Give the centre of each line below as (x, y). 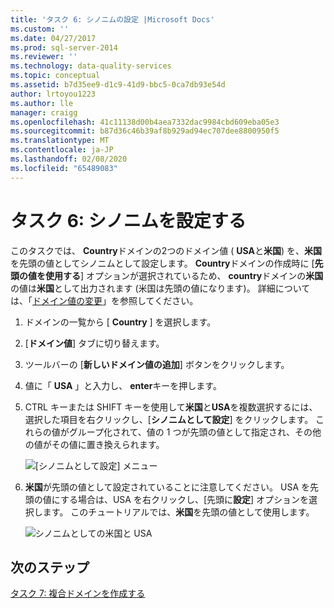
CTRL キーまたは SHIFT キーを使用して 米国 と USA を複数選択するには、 (171, 407)
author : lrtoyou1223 (53, 94)
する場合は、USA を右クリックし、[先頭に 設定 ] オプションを (184, 499)
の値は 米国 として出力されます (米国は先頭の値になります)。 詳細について (160, 288)
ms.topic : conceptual (55, 76)
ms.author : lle (42, 103)
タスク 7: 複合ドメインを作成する (78, 593)
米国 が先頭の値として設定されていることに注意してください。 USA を (167, 487)
